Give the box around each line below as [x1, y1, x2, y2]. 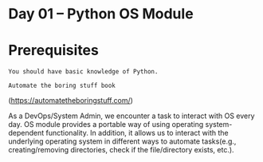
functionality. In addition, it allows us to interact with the [45, 128, 229, 138]
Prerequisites [8, 41, 100, 60]
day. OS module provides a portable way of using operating [8, 120, 204, 129]
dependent [8, 128, 45, 138]
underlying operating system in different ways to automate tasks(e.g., [8, 136, 237, 146]
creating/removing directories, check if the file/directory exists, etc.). [8, 145, 234, 155]
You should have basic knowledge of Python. [8, 68, 159, 76]
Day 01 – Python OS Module [8, 5, 194, 23]
